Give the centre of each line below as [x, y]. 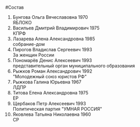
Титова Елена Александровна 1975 [50, 93]
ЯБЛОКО [22, 23]
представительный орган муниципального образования [74, 66]
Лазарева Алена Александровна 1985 [54, 39]
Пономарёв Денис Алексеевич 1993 [52, 60]
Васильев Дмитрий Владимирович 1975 [56, 28]
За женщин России [33, 55]
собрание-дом [29, 44]
